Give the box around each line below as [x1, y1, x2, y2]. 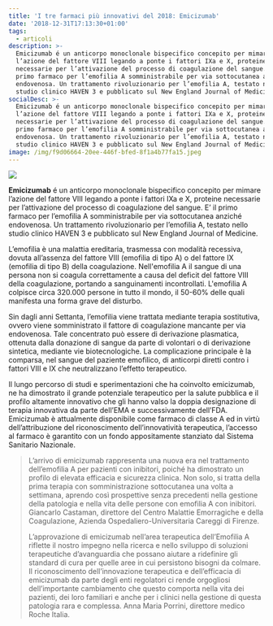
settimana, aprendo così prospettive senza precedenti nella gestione [28, 490, 258, 500]
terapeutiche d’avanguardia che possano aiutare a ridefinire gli [28, 550, 238, 559]
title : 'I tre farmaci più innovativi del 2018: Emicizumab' [8, 11, 220, 20]
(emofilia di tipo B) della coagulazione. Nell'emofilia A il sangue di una [8, 262, 242, 272]
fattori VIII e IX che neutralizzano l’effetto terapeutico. [8, 363, 188, 374]
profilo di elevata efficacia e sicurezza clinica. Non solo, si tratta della [28, 473, 261, 483]
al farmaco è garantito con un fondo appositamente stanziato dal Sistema [8, 432, 254, 441]
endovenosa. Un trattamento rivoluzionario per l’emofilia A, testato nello [8, 220, 249, 230]
